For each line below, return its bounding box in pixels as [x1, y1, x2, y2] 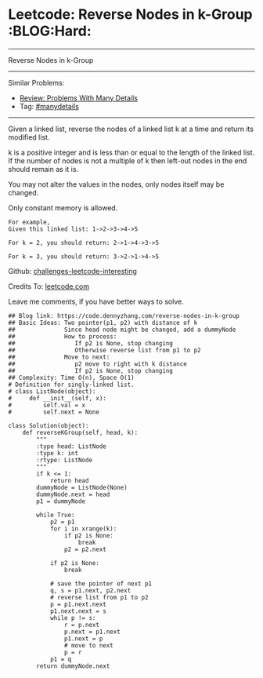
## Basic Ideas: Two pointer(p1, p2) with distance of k [8, 319, 198, 326]
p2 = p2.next [63, 545, 107, 553]
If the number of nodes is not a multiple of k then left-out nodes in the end [8, 155, 247, 166]
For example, [8, 218, 51, 226]
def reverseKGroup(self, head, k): [22, 428, 139, 436]
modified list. [8, 132, 50, 142]
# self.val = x [8, 401, 86, 409]
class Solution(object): [8, 421, 89, 429]
